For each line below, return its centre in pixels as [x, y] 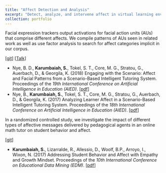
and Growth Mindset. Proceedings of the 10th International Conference [84, 160]
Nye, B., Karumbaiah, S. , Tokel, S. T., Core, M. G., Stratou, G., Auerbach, [86, 94]
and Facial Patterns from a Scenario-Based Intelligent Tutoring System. [84, 79]
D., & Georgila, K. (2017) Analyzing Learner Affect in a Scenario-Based [84, 100]
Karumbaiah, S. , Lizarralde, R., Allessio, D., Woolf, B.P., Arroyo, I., [79, 150]
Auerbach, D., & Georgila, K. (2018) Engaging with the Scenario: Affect [84, 73]
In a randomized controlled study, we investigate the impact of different [78, 120]
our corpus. [17, 49]
